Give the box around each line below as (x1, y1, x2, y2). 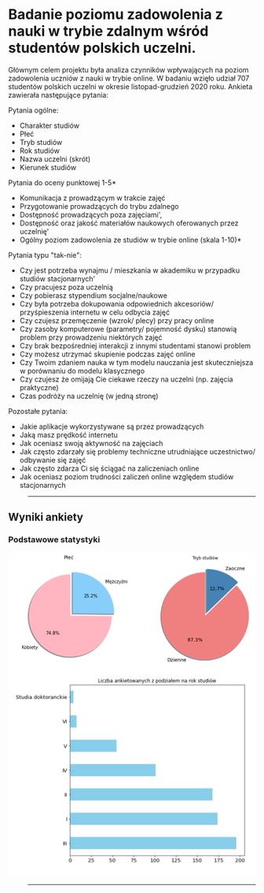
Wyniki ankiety (8, 511, 84, 524)
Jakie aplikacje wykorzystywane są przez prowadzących (19, 422, 204, 431)
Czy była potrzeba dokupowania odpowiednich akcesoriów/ (19, 299, 214, 308)
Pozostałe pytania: (8, 406, 68, 415)
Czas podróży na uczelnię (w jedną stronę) (19, 391, 159, 400)
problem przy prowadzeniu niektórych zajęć (19, 333, 163, 342)
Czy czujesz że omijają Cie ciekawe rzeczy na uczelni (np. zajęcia (19, 374, 233, 384)
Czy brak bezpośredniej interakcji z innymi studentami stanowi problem (19, 340, 251, 350)
